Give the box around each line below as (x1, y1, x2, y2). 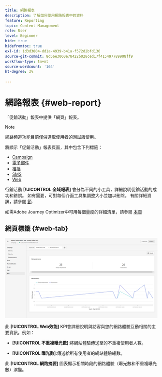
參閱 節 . (17, 198, 33, 204)
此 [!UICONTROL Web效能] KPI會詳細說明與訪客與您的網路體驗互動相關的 (5, 323, 152, 329)
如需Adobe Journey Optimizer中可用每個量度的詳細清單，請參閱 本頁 (5, 209, 143, 214)
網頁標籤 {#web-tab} (5, 225, 69, 233)
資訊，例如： (9, 329, 35, 335)
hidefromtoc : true (5, 44, 42, 49)
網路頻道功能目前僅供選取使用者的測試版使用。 (5, 134, 98, 140)
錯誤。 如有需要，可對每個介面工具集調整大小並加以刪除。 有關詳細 (13, 192, 147, 198)
